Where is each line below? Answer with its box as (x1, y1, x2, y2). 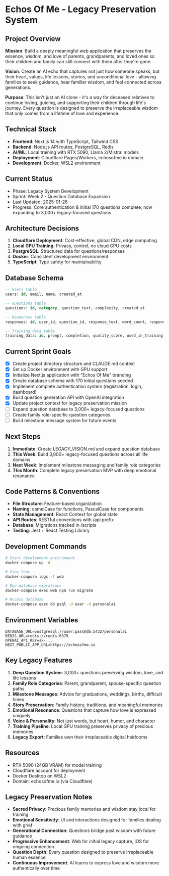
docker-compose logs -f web (5, 574, 64, 579)
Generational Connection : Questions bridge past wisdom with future (12, 827, 156, 834)
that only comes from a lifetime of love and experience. (5, 110, 120, 116)
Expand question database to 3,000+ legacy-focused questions (12, 406, 145, 412)
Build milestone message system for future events (12, 417, 117, 423)
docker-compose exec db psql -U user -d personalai (5, 602, 116, 607)
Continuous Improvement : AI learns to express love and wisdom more (12, 860, 159, 866)
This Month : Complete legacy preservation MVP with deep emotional (12, 467, 157, 473)
